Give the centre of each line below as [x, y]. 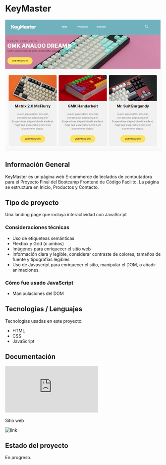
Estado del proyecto [37, 445]
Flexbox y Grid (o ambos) [38, 243]
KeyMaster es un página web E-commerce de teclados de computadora [79, 176]
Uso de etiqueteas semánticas [43, 238]
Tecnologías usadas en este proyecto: [44, 321]
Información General [38, 165]
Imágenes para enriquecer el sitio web [51, 249]
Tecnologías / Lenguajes [44, 309]
